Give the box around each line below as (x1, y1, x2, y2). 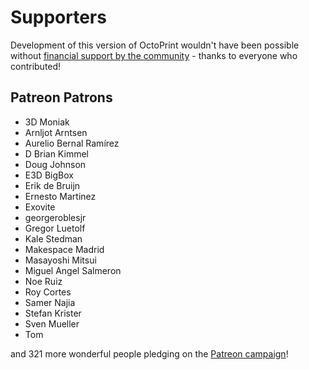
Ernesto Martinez (24, 190, 97, 202)
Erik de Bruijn (24, 179, 81, 191)
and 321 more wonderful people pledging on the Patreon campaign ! (10, 347, 289, 360)
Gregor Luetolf (24, 222, 86, 234)
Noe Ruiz (24, 275, 63, 287)
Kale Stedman (24, 232, 83, 245)
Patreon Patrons (10, 89, 113, 106)
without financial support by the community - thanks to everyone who (10, 49, 298, 61)
